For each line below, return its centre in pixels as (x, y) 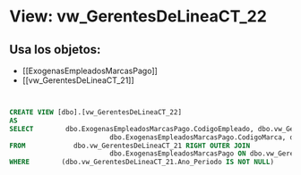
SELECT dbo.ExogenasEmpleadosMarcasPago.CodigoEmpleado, (132, 129)
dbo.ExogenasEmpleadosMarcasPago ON (177, 154)
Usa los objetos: (55, 50)
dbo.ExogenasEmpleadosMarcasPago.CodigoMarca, (198, 137)
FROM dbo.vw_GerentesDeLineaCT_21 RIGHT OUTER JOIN (130, 146)
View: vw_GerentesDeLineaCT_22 (138, 17)
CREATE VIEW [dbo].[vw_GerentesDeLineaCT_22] (95, 112)
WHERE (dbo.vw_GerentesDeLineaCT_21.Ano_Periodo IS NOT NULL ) (142, 162)
